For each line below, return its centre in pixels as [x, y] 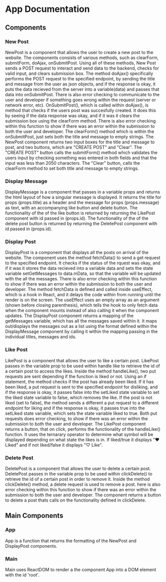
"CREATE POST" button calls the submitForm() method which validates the [81, 152]
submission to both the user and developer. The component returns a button [83, 495]
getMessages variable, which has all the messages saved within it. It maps [81, 321]
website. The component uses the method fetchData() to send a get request [83, 258]
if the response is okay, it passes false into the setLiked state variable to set [82, 392]
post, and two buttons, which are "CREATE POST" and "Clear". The [74, 147]
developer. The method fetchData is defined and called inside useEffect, [79, 289]
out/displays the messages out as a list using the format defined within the [81, 326]
